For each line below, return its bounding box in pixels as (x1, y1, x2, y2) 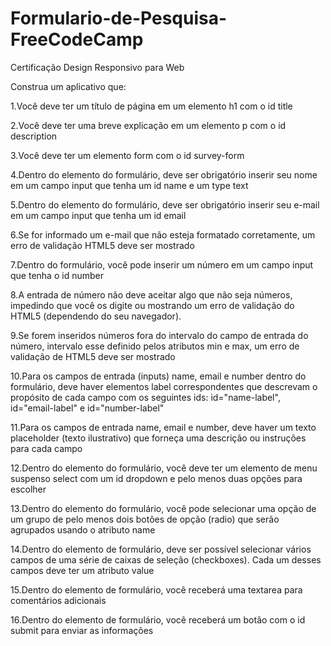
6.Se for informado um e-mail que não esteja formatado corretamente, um (10, 228, 316, 241)
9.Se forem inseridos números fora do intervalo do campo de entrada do (10, 329, 309, 341)
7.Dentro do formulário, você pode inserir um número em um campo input (10, 258, 314, 271)
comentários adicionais (10, 594, 107, 606)
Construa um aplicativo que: (10, 80, 127, 92)
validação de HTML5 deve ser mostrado (10, 350, 176, 362)
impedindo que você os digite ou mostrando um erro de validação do (10, 299, 295, 311)
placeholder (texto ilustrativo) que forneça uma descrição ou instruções (10, 432, 307, 444)
